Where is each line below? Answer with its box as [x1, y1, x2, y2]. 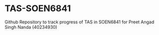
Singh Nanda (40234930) [4, 24, 58, 30]
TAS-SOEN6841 [4, 3, 71, 14]
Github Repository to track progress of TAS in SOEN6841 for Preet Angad [4, 19, 155, 25]
